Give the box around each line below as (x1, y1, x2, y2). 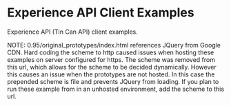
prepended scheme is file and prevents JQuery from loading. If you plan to (7, 77, 219, 85)
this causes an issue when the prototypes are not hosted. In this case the (7, 70, 215, 78)
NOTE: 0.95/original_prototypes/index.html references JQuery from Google (7, 41, 221, 49)
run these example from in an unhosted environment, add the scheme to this (7, 85, 225, 93)
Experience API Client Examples (7, 5, 194, 21)
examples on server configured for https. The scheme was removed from (7, 55, 216, 63)
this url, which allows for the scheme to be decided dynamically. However (7, 63, 217, 71)
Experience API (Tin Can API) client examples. (7, 28, 138, 36)
